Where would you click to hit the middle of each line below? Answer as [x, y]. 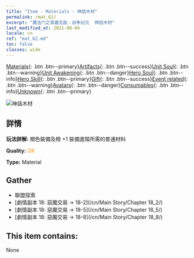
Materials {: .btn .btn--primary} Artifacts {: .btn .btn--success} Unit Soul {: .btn [98, 66]
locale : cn [19, 33]
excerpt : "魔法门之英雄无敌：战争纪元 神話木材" [61, 22]
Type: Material [24, 162]
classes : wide [24, 50]
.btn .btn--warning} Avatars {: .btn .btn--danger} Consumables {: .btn [87, 85]
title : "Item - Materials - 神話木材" [52, 11]
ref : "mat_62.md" [27, 39]
